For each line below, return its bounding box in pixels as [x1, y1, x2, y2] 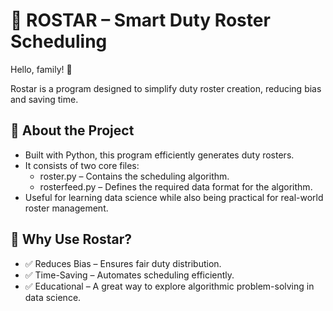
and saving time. [10, 93, 79, 105]
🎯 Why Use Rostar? [10, 231, 132, 248]
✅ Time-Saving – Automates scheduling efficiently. [24, 269, 235, 281]
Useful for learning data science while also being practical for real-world [24, 191, 324, 203]
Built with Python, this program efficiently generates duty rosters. [24, 149, 295, 161]
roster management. [24, 202, 109, 214]
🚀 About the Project [10, 122, 135, 139]
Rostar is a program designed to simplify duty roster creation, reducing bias [10, 82, 322, 94]
